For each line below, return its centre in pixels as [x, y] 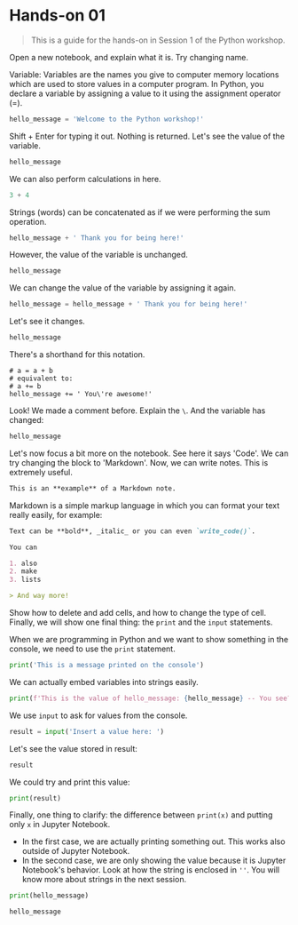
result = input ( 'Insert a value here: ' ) [87, 731]
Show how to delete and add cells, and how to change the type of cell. [138, 613]
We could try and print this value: [70, 782]
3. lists [25, 580]
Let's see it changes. [47, 322]
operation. [28, 221]
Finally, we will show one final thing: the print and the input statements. [141, 622]
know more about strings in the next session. [104, 880]
